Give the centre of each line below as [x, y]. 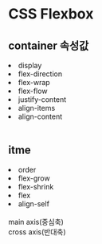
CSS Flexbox [51, 14]
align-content [41, 116]
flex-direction [40, 74]
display [30, 65]
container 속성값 [49, 45]
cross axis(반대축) [37, 232]
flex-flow [33, 91]
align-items [37, 108]
